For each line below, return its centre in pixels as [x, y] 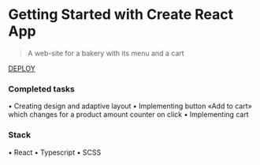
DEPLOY [22, 68]
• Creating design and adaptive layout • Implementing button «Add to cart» [130, 106]
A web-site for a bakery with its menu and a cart [106, 53]
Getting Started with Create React [121, 15]
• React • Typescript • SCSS [55, 152]
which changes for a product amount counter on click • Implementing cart [129, 114]
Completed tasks [41, 88]
